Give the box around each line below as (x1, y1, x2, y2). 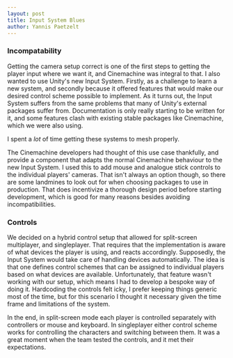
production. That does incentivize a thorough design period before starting (7, 185, 222, 194)
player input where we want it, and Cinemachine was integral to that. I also (7, 69, 220, 77)
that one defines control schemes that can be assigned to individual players (7, 263, 225, 271)
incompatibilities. (7, 200, 56, 208)
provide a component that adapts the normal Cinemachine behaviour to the (7, 155, 223, 164)
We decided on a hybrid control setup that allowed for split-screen (7, 233, 198, 241)
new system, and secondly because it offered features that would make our (7, 84, 224, 93)
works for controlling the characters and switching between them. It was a (7, 328, 220, 336)
